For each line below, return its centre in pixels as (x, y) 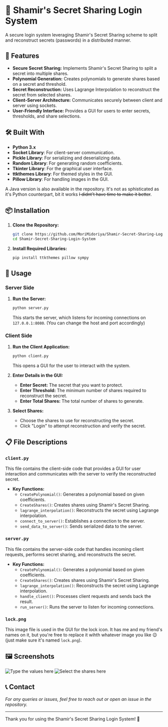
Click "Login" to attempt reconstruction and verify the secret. (83, 426)
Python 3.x (24, 147)
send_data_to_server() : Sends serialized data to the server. (81, 526)
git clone (23, 234)
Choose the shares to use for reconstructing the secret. (77, 420)
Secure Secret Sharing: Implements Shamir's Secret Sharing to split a (84, 68)
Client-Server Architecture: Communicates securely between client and (87, 100)
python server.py (30, 308)
